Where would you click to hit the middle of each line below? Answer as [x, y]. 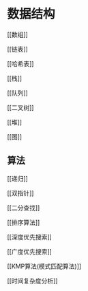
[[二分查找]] [24, 208]
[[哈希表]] [20, 63]
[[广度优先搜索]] [30, 251]
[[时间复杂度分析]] [32, 281]
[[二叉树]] [20, 107]
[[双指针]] [20, 193]
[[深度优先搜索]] [30, 237]
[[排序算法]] [24, 222]
